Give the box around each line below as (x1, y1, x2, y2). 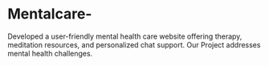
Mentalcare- (7, 5, 92, 23)
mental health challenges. (7, 48, 93, 58)
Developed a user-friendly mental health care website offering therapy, (7, 31, 243, 41)
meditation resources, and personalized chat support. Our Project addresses (7, 39, 261, 49)
